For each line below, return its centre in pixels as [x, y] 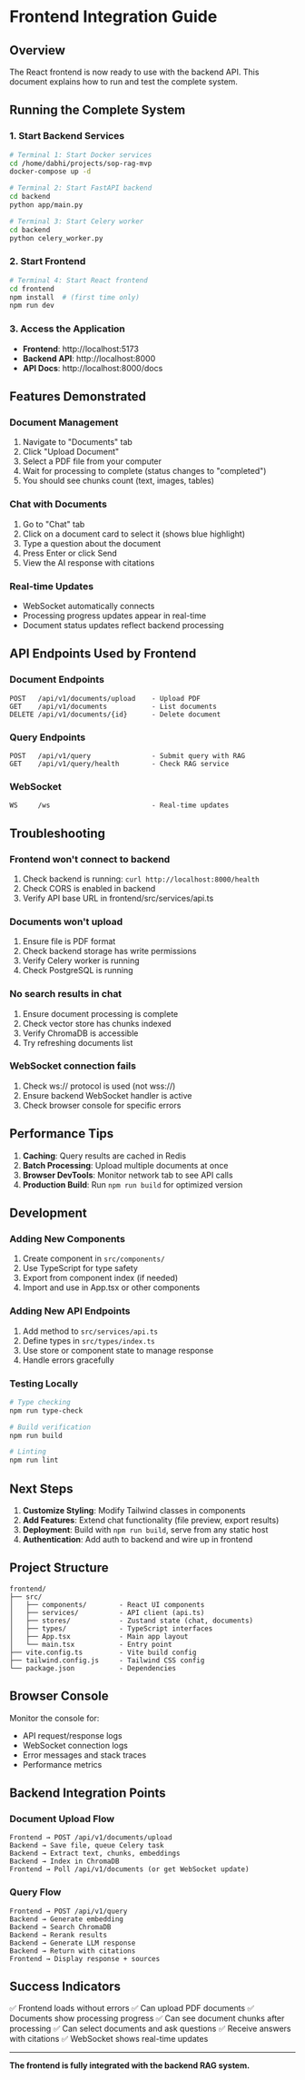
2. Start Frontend [48, 261]
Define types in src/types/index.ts [89, 1340]
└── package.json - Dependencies [93, 1668]
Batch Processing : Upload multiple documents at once [125, 1165]
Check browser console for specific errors [102, 1105]
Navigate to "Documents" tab [78, 442]
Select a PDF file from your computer [92, 461]
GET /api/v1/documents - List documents [113, 706]
